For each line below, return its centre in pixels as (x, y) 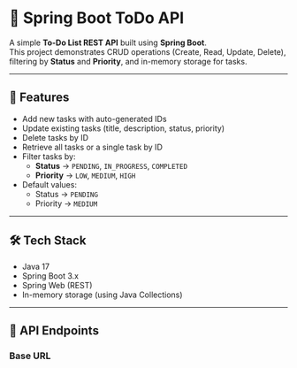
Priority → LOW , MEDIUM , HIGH (85, 175)
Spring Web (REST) (57, 285)
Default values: (49, 184)
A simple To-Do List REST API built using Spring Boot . (108, 42)
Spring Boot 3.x (50, 276)
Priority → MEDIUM (66, 203)
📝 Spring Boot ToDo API (97, 18)
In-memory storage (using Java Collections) (102, 295)
